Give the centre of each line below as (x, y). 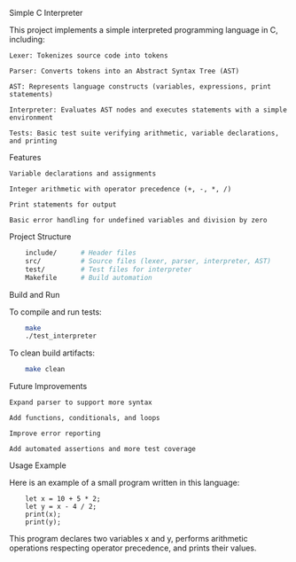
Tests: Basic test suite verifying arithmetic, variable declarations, (144, 133)
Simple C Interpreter (46, 13)
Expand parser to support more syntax (81, 402)
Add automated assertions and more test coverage (103, 449)
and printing (33, 141)
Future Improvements (48, 386)
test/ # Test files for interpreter (109, 269)
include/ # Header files (81, 253)
